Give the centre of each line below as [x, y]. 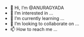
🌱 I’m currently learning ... [37, 18]
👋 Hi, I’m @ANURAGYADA [37, 8]
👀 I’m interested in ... [32, 13]
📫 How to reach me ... [34, 29]
